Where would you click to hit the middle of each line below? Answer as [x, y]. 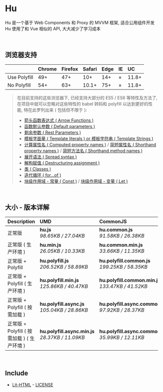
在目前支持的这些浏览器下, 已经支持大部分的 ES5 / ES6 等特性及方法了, [87, 97]
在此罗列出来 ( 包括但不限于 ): [57, 110]
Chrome [48, 69]
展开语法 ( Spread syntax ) [50, 157]
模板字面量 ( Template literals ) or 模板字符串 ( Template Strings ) [89, 138]
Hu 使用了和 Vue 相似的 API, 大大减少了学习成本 [53, 28]
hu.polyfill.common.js [125, 261]
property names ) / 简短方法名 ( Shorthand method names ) [83, 150]
